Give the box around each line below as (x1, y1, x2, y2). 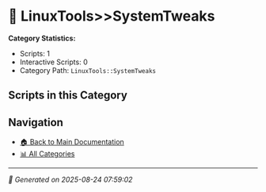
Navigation (8, 115, 63, 129)
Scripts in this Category (8, 89, 128, 102)
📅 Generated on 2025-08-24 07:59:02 (8, 175, 133, 185)
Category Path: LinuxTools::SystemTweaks (19, 65, 157, 75)
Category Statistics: (8, 33, 76, 43)
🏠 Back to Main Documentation (19, 137, 124, 147)
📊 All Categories (19, 149, 75, 159)
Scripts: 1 (19, 48, 50, 58)
